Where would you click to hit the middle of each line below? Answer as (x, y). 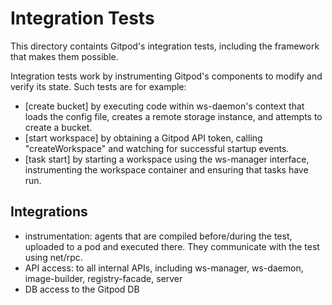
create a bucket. (58, 127)
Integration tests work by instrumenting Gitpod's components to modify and (166, 76)
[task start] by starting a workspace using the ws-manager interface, (167, 159)
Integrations (49, 212)
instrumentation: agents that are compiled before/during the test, (158, 236)
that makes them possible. (64, 56)
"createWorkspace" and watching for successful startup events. (157, 148)
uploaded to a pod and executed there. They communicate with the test (172, 246)
